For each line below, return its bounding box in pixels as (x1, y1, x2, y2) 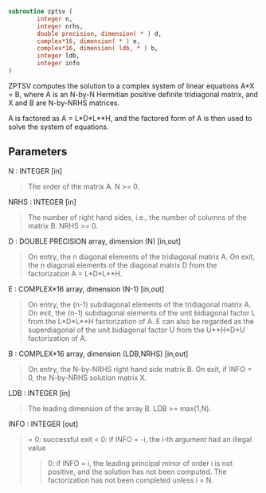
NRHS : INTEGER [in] (8, 197, 77, 206)
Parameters (8, 145, 68, 158)
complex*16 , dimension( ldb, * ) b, (37, 45, 158, 53)
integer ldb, (37, 52, 80, 60)
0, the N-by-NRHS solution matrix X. (27, 373, 147, 382)
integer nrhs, (37, 22, 84, 30)
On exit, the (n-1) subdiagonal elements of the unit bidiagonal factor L (27, 307, 256, 318)
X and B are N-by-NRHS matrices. (8, 98, 120, 108)
